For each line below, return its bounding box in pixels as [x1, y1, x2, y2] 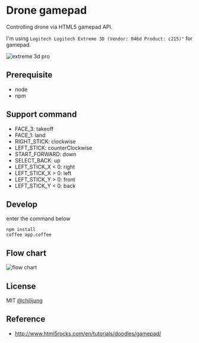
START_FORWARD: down [14, 150, 77, 158]
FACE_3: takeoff [14, 125, 54, 132]
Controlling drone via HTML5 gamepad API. [6, 23, 113, 30]
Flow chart [6, 248, 46, 258]
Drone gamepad [6, 4, 87, 17]
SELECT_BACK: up [14, 157, 61, 164]
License [6, 281, 36, 291]
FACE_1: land [14, 132, 46, 139]
